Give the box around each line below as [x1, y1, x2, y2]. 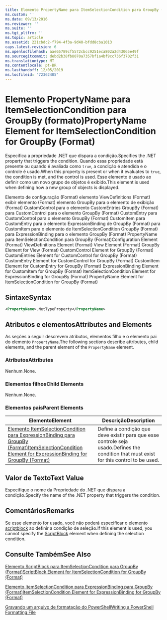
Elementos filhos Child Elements [5, 380, 84, 387]
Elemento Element [29, 417, 72, 424]
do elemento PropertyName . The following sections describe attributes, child [5, 339, 159, 345]
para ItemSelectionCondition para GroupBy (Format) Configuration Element [5, 236, 158, 242]
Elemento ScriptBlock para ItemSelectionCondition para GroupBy [5, 563, 138, 569]
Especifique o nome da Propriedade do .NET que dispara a [5, 487, 126, 493]
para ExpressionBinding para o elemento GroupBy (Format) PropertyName [5, 231, 158, 237]
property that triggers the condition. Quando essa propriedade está [5, 158, 143, 164]
